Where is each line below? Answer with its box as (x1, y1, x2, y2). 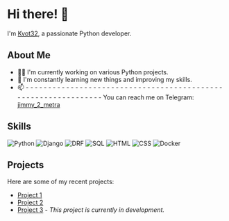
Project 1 (17, 191, 42, 199)
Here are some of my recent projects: (7, 177, 114, 186)
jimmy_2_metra (17, 100, 60, 108)
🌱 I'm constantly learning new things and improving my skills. (17, 75, 192, 83)
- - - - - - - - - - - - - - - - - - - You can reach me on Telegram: (17, 93, 194, 101)
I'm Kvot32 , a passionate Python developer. (7, 29, 132, 38)
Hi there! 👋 (7, 6, 69, 22)
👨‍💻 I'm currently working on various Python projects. (17, 67, 169, 76)
